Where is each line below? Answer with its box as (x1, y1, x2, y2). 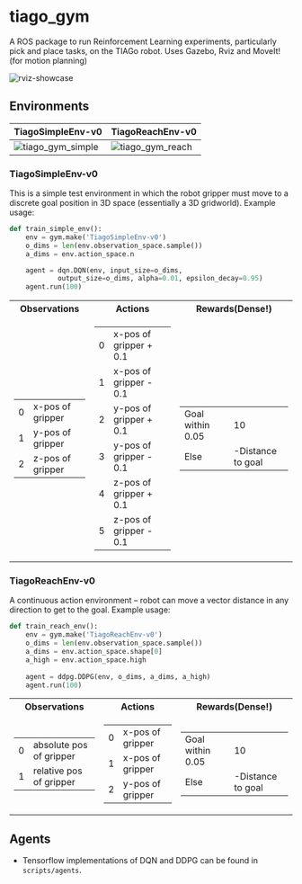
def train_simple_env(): (9, 225, 102, 234)
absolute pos (32, 739, 88, 752)
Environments (9, 99, 90, 114)
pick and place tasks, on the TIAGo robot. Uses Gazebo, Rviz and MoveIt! (9, 45, 281, 56)
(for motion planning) (9, 55, 88, 66)
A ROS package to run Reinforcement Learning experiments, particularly (9, 36, 277, 47)
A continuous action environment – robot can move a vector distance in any (9, 595, 289, 606)
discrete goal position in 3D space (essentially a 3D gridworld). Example (9, 198, 276, 209)
